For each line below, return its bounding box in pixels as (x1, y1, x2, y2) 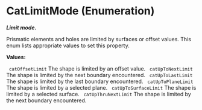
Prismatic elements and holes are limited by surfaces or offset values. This (6, 35, 192, 42)
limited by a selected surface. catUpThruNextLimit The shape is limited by (6, 90, 191, 97)
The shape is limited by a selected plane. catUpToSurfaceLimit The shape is (6, 84, 197, 91)
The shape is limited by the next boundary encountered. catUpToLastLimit (6, 71, 193, 78)
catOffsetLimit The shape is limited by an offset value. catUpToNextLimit (8, 65, 193, 72)
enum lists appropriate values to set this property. (6, 42, 130, 49)
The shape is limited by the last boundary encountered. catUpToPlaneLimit (6, 78, 194, 85)
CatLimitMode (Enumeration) (6, 4, 155, 18)
